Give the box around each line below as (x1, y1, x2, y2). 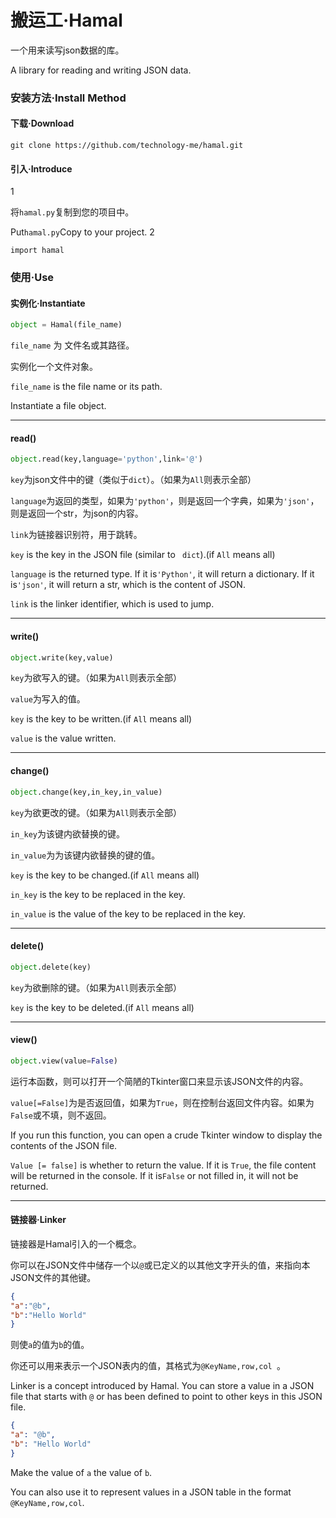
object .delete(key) (10, 962, 92, 972)
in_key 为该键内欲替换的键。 (10, 827, 125, 840)
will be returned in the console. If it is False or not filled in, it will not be (10, 1169, 299, 1181)
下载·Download (10, 117, 75, 130)
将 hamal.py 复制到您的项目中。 (10, 206, 135, 218)
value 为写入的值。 (10, 693, 86, 705)
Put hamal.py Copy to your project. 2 (10, 226, 155, 238)
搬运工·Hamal (10, 9, 123, 32)
